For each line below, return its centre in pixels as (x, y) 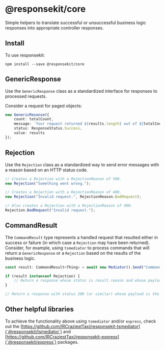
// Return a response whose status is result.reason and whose (80, 281)
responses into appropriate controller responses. (55, 27)
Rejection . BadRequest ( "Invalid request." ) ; (50, 210)
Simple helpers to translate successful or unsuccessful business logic (76, 23)
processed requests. (26, 96)
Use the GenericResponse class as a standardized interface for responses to (81, 91)
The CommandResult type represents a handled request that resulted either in (82, 237)
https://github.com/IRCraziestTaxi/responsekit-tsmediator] (81, 326)
